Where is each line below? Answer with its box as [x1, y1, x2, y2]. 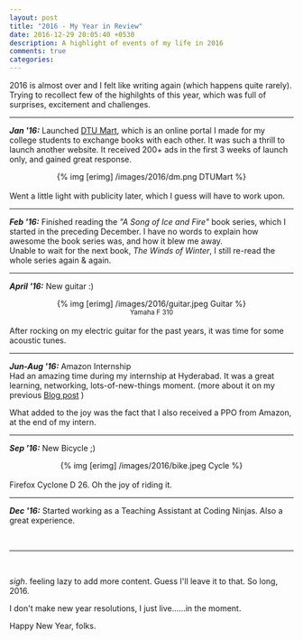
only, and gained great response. [9, 154, 133, 164]
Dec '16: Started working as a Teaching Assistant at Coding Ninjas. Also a [9, 506, 283, 515]
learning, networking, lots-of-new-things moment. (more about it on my [9, 380, 275, 391]
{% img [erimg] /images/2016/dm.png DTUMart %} [57, 172, 246, 181]
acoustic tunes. [9, 335, 67, 346]
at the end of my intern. [9, 417, 96, 427]
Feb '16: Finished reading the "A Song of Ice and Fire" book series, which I [9, 217, 287, 227]
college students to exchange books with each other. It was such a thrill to [9, 134, 286, 145]
